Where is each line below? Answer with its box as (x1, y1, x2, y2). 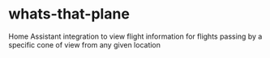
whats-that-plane (8, 5, 130, 23)
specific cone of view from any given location (8, 39, 161, 49)
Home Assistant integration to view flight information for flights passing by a (8, 31, 263, 41)
